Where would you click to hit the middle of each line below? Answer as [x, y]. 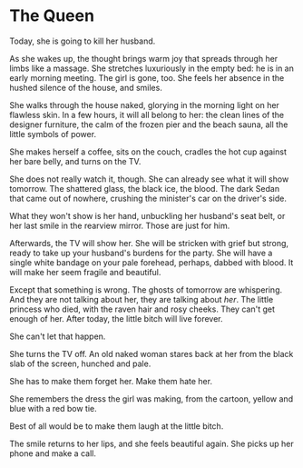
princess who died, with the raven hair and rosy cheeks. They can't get [142, 309]
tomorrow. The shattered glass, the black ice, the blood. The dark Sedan [144, 188]
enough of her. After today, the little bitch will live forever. [117, 318]
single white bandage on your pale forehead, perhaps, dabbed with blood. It [151, 262]
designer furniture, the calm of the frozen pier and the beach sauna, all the [149, 124]
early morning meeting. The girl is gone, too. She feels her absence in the [147, 77]
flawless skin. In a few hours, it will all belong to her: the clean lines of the [147, 115]
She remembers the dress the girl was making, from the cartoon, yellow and [151, 398]
